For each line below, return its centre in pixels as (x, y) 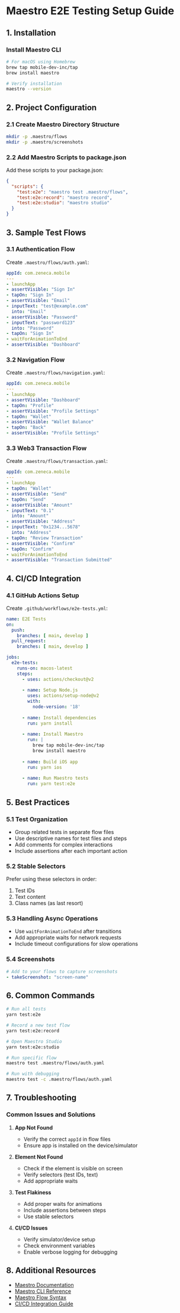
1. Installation (31, 33)
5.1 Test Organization (37, 819)
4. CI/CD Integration (44, 578)
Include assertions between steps (65, 1210)
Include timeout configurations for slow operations (76, 944)
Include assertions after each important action (71, 851)
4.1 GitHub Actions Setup (43, 595)
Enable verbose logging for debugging (70, 1252)
